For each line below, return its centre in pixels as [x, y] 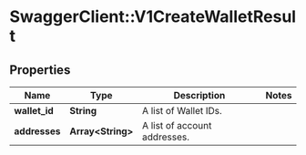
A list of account [177, 125]
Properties [40, 70]
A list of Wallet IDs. [183, 111]
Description [199, 95]
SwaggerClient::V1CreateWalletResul [153, 17]
